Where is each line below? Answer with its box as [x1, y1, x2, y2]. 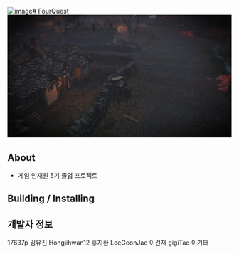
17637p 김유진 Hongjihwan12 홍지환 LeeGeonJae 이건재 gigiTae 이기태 [7, 238, 209, 247]
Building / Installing [7, 192, 95, 204]
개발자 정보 [7, 218, 53, 231]
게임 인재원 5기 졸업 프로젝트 [17, 171, 98, 180]
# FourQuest [32, 7, 69, 15]
